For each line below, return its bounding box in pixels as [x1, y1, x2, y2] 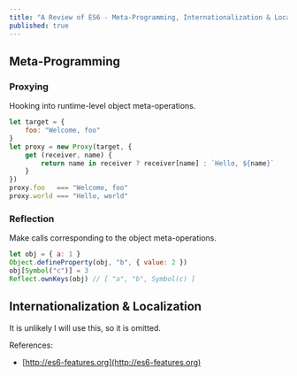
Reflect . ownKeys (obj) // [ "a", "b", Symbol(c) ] [9, 274, 196, 283]
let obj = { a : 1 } [9, 249, 81, 259]
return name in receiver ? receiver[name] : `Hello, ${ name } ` [41, 158, 275, 168]
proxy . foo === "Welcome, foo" [9, 183, 128, 193]
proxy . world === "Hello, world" [9, 192, 128, 201]
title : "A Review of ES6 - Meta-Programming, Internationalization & [9, 12, 271, 22]
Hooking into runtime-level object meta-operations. [9, 101, 196, 111]
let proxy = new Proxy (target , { [9, 142, 133, 151]
